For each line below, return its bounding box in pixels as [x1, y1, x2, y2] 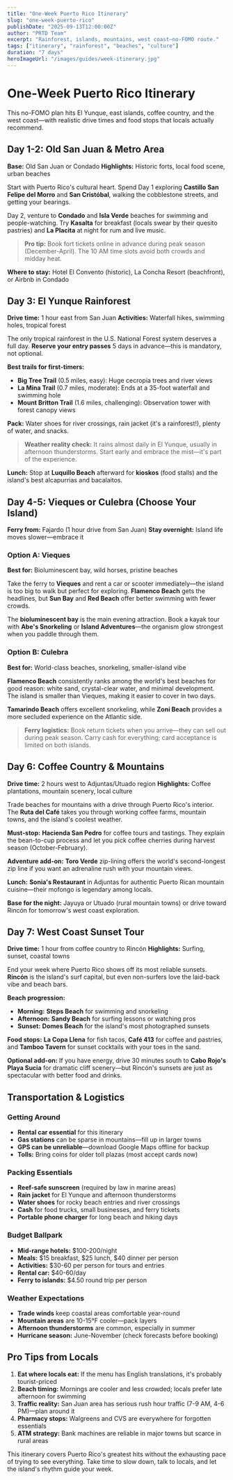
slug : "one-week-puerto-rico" [7, 17, 95, 24]
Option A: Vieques [7, 551, 71, 560]
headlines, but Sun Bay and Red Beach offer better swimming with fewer [7, 595, 216, 603]
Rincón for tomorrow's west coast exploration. [7, 906, 140, 914]
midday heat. [24, 254, 63, 262]
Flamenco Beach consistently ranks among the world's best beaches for [7, 677, 216, 685]
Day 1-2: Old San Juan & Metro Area [7, 143, 165, 155]
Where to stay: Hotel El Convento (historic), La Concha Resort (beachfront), [7, 267, 225, 276]
